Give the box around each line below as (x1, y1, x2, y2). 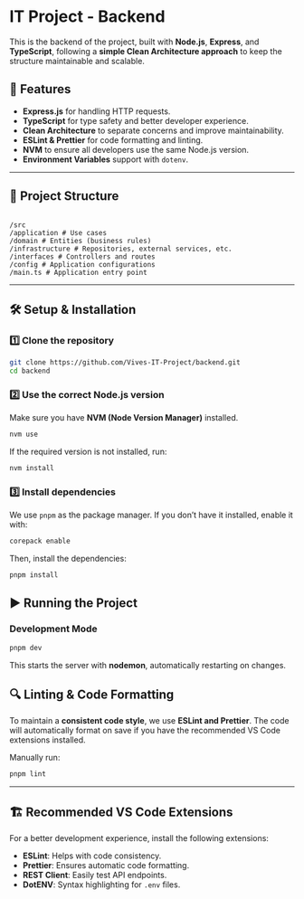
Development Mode (9, 622, 98, 635)
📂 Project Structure (9, 188, 119, 204)
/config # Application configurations (9, 260, 156, 269)
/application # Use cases (9, 228, 107, 237)
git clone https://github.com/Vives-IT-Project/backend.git (9, 358, 242, 367)
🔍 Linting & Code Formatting (9, 687, 175, 703)
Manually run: (9, 752, 61, 763)
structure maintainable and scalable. (9, 55, 145, 66)
